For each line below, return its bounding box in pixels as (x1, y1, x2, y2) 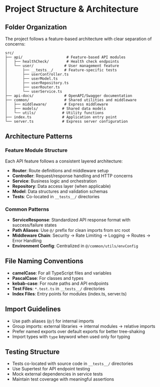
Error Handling (12, 237, 42, 243)
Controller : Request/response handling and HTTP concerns (12, 173, 133, 179)
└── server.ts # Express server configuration (5, 119, 128, 124)
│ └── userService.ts (5, 89, 63, 94)
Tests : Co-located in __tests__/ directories (12, 193, 100, 199)
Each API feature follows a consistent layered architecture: (5, 158, 123, 164)
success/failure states (12, 222, 57, 228)
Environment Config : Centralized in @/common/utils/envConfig (12, 243, 138, 249)
